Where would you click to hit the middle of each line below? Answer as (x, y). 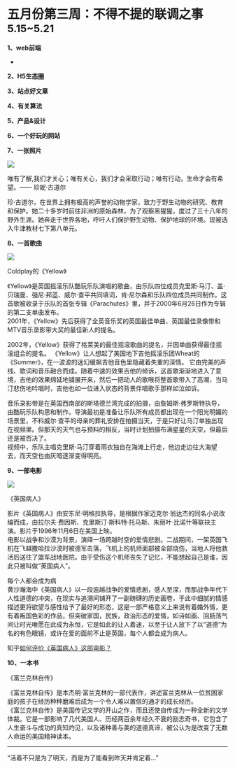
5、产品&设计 (27, 120)
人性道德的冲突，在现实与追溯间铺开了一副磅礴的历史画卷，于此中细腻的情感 (117, 598)
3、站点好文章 (28, 91)
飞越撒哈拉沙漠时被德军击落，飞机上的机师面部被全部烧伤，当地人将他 (120, 548)
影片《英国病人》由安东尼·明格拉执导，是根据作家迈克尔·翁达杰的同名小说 (113, 513)
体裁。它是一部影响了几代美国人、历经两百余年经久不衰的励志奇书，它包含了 (117, 718)
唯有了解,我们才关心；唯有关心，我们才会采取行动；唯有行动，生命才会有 (113, 178)
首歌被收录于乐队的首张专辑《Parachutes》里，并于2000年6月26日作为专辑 (116, 303)
